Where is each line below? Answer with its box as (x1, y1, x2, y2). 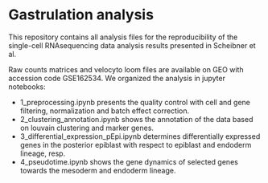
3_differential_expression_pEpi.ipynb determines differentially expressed (19, 131, 261, 141)
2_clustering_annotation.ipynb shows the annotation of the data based (19, 114, 254, 124)
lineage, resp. (19, 148, 66, 158)
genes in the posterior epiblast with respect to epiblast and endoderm (19, 140, 252, 149)
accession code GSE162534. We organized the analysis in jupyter (8, 73, 225, 83)
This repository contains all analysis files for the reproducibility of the (8, 32, 238, 42)
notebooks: (8, 82, 46, 91)
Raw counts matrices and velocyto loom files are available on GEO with (8, 64, 244, 74)
